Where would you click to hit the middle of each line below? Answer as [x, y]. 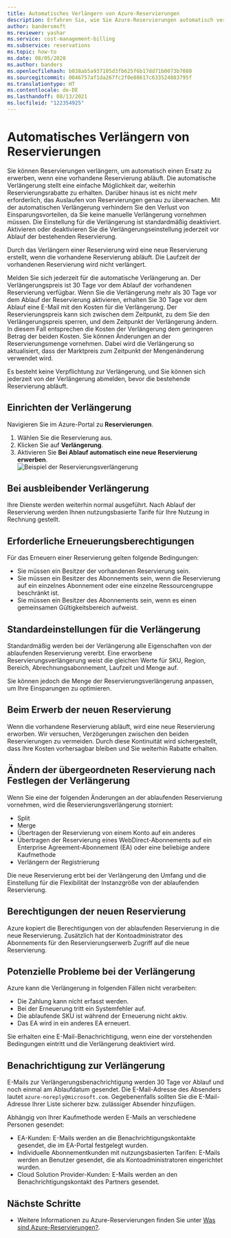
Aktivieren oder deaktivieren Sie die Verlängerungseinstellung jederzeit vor [113, 229]
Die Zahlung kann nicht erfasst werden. [73, 1001]
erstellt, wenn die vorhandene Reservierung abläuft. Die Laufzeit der [104, 257]
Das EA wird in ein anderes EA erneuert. [74, 1023]
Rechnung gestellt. [34, 519]
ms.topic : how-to [32, 52]
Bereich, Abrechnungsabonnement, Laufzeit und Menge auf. [93, 668]
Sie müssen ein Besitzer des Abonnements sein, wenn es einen [107, 600]
